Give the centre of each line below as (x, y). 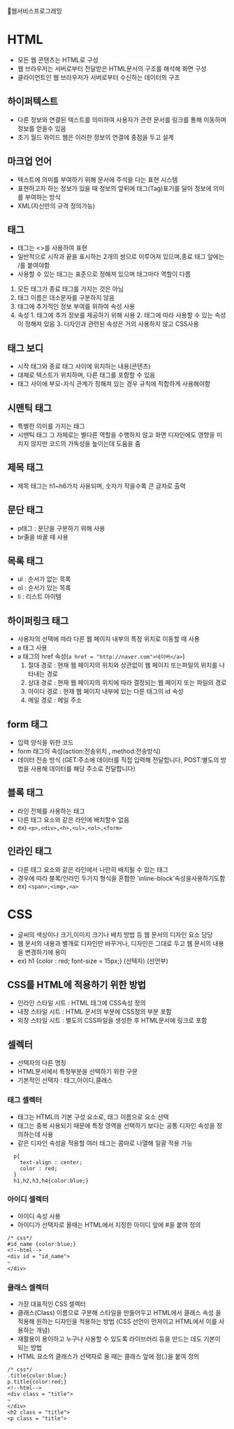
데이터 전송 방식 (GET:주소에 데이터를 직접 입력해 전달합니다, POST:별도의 (118, 760)
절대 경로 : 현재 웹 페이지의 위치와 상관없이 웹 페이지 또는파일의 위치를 (123, 665)
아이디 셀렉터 (28, 1200)
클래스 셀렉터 (28, 1287)
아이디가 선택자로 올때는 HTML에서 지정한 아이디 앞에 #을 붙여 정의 (109, 1225)
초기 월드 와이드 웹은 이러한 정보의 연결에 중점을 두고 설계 (96, 137)
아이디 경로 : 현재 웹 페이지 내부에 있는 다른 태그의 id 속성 (105, 691)
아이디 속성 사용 (39, 1216)
